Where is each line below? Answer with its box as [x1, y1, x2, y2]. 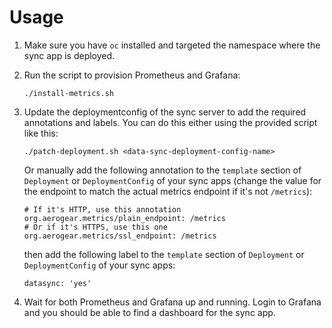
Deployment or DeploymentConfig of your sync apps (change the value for [23, 174, 322, 186]
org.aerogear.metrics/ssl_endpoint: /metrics [23, 231, 217, 241]
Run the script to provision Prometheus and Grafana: [23, 69, 241, 81]
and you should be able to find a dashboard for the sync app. [23, 306, 276, 318]
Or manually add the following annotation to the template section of [23, 164, 302, 176]
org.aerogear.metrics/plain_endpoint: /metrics [23, 213, 226, 223]
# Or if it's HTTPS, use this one [23, 222, 168, 232]
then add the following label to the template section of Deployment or [23, 248, 305, 260]
